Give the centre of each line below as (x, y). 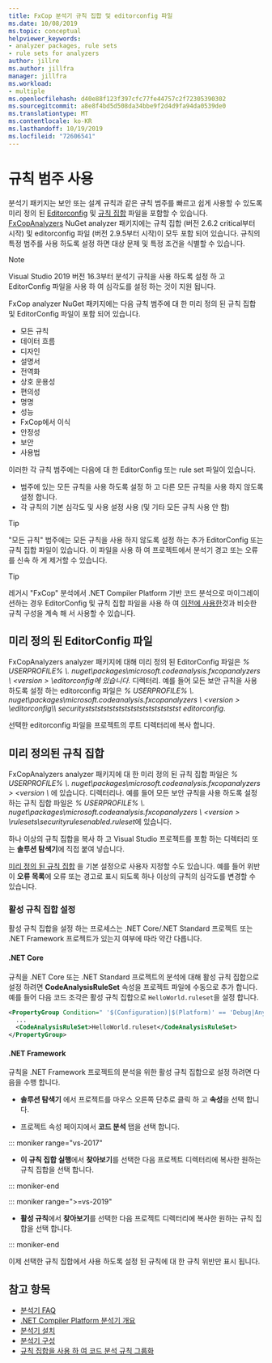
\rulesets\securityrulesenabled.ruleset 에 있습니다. (90, 822)
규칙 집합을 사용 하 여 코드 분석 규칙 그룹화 (87, 1351)
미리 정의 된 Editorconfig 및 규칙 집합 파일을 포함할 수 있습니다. (108, 213)
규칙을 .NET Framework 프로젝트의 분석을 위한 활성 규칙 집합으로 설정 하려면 (130, 1072)
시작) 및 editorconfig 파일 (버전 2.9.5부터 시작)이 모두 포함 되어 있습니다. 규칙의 (134, 233)
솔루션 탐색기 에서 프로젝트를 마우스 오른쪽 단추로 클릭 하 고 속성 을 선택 (132, 1100)
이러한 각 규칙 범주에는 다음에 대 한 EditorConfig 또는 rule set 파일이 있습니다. (132, 469)
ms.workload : (30, 83)
